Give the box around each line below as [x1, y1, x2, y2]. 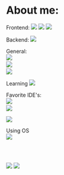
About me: [6, 4, 59, 17]
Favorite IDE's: [6, 91, 41, 98]
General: [6, 47, 27, 55]
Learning [6, 79, 28, 87]
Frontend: [6, 24, 30, 31]
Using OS [6, 127, 30, 134]
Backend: [6, 36, 30, 43]
